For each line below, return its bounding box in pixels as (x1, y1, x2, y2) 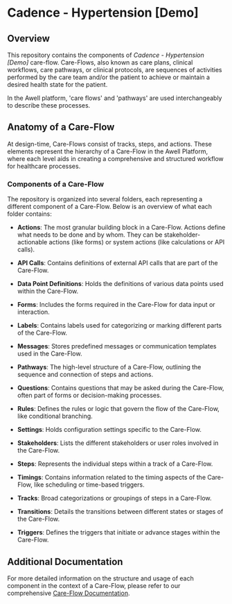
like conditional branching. (17, 412, 93, 421)
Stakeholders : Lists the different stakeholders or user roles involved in (17, 439, 219, 447)
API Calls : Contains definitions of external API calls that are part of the (17, 259, 218, 267)
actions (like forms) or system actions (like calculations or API (48, 238, 225, 246)
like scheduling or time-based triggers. (33, 480, 145, 489)
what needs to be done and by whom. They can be (17, 230, 163, 239)
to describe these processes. (7, 101, 91, 109)
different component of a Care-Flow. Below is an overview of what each (7, 203, 213, 211)
